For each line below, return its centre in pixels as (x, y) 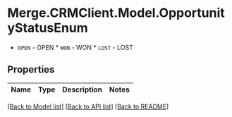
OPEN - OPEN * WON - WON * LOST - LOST (75, 47)
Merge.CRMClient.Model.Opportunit (116, 13)
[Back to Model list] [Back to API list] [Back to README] (88, 106)
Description (82, 90)
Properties (31, 69)
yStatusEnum (48, 28)
